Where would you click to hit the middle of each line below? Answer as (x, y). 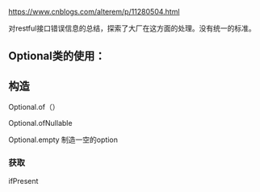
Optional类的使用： (57, 56)
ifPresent (23, 181)
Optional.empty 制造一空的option (63, 140)
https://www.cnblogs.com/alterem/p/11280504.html (94, 12)
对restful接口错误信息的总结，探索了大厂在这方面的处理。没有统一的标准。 (132, 28)
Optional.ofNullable (40, 123)
